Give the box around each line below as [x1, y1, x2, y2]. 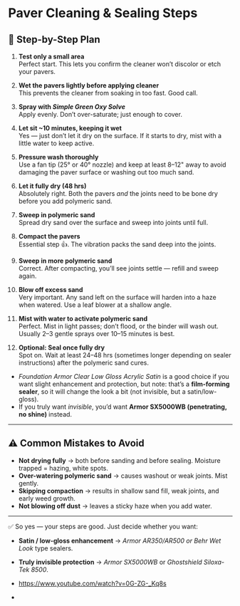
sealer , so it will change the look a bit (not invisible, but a [18, 387, 186, 396]
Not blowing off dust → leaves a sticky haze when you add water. [18, 501, 212, 510]
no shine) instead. [18, 410, 73, 418]
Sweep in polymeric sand [18, 211, 95, 219]
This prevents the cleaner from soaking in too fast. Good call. [18, 89, 198, 97]
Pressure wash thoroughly [18, 153, 99, 161]
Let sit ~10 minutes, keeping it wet [18, 124, 122, 132]
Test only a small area [18, 52, 85, 61]
